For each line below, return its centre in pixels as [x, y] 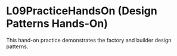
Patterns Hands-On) [57, 24]
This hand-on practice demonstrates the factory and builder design [89, 40]
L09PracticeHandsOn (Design [82, 11]
